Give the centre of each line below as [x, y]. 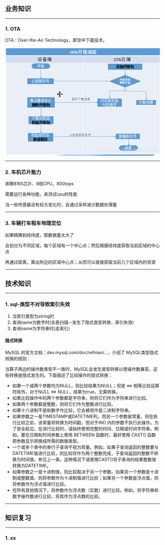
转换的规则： [18, 359]
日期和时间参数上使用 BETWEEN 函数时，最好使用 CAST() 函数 [93, 435]
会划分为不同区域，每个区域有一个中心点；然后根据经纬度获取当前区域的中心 [82, 245]
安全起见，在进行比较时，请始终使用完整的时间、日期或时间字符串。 [85, 428]
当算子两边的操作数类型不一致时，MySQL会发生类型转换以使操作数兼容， [79, 369]
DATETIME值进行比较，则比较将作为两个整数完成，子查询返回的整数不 [83, 453]
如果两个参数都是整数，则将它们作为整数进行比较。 [64, 404]
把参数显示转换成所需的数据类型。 [47, 441]
